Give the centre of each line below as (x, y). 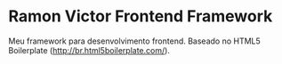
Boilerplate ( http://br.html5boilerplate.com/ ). (89, 50)
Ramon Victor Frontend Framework (141, 16)
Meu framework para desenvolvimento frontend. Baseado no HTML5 (135, 41)
